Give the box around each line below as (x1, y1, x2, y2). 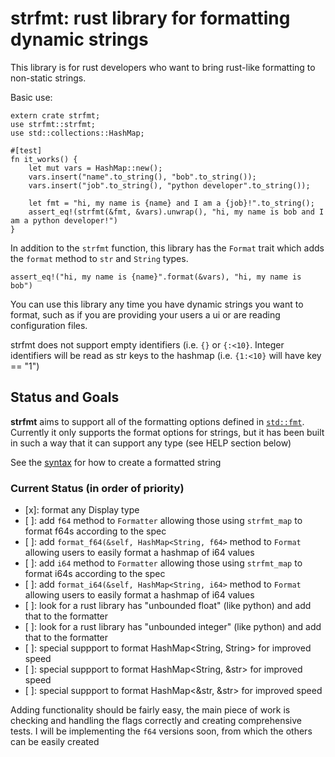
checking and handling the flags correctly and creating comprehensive (10, 715, 303, 727)
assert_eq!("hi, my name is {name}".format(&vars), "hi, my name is (10, 272, 302, 282)
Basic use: (10, 91, 53, 103)
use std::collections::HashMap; (10, 128, 145, 138)
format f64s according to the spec (24, 525, 167, 537)
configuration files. (10, 319, 88, 331)
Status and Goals (10, 389, 120, 406)
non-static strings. (10, 72, 87, 84)
